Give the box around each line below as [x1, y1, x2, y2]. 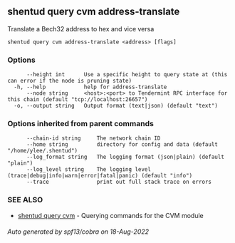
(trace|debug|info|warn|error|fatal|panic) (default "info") [7, 172, 193, 180]
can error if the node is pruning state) [7, 78, 132, 85]
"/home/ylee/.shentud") [7, 148, 78, 155]
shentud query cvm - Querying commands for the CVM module [17, 211, 204, 219]
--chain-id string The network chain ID [26, 135, 161, 142]
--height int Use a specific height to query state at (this [26, 71, 228, 78]
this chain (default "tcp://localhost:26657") [7, 96, 148, 103]
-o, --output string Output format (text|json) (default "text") [14, 103, 219, 110]
